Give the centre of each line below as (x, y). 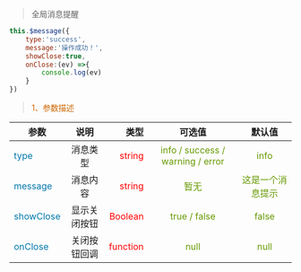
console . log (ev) (72, 73)
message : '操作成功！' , (64, 48)
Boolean (126, 216)
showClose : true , (56, 56)
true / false (193, 216)
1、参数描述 (52, 108)
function (126, 246)
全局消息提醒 (55, 14)
